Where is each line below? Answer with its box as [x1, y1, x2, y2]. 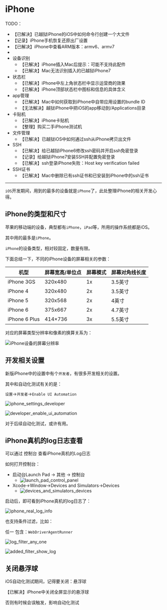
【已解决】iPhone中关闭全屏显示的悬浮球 [5, 589, 89, 595]
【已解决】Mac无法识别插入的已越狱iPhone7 [19, 67, 111, 73]
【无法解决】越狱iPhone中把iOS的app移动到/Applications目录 [19, 105, 146, 111]
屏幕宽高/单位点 [44, 269, 82, 276]
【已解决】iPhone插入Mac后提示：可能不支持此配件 [19, 61, 126, 67]
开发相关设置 [5, 356, 45, 365]
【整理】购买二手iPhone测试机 [19, 123, 83, 129]
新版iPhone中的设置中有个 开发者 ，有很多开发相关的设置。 [5, 370, 122, 376]
